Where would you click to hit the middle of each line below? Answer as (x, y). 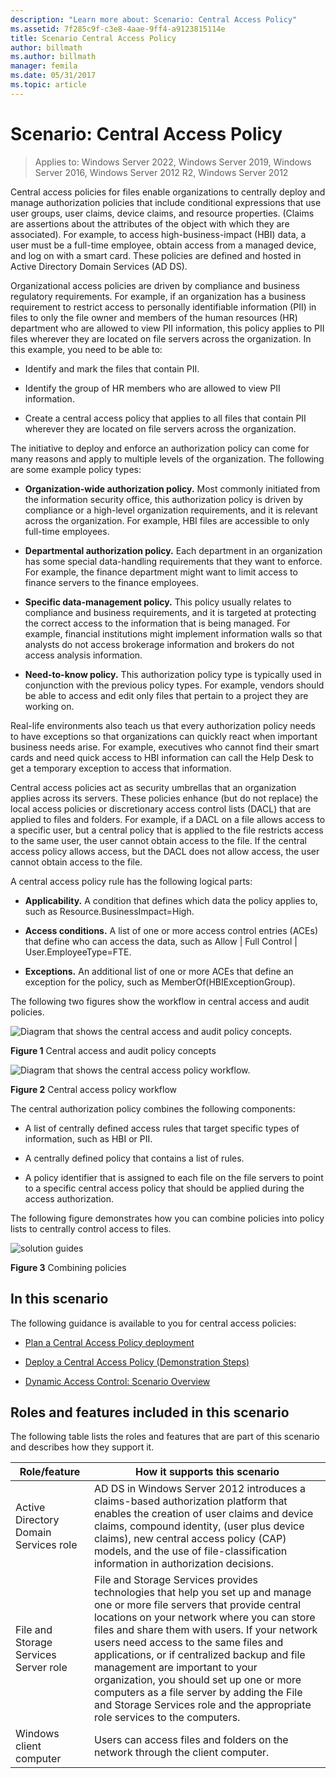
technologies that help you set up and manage (202, 1593)
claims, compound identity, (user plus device (199, 1526)
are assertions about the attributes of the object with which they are (150, 223)
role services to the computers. (167, 1718)
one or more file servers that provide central (197, 1605)
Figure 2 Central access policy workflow (94, 1089)
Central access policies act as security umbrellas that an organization (153, 787)
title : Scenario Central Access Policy (93, 38)
